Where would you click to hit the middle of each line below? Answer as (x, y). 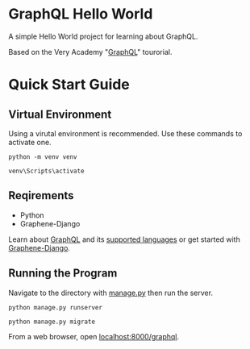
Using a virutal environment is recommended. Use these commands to (125, 133)
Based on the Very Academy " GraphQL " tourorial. (90, 52)
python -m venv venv (43, 157)
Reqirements (41, 195)
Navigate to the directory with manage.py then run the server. (111, 293)
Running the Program (63, 274)
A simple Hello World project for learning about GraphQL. (103, 36)
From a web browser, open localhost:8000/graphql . (94, 336)
